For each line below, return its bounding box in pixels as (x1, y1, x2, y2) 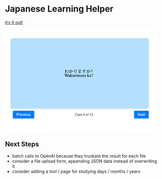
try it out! (5, 19, 23, 25)
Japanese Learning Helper (5, 3, 114, 15)
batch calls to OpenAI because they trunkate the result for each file (12, 153, 146, 159)
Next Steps (5, 140, 39, 149)
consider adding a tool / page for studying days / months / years (12, 168, 141, 174)
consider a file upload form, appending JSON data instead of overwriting (12, 158, 157, 164)
